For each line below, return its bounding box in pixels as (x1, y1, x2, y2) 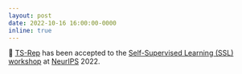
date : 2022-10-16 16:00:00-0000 (8, 19, 117, 27)
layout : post (8, 11, 52, 20)
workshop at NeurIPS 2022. (8, 56, 100, 66)
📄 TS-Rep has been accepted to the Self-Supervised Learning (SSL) (8, 49, 234, 58)
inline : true (8, 26, 52, 34)
